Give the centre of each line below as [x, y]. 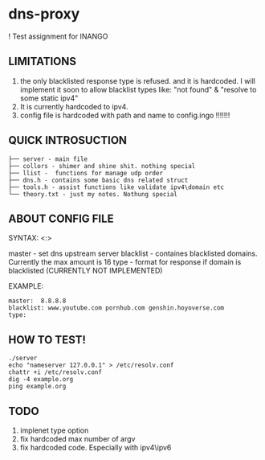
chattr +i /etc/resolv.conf [55, 372]
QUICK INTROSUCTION [67, 140]
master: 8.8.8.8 [37, 301]
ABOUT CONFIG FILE [61, 218]
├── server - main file [48, 159]
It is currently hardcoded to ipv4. [74, 106]
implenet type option [54, 430]
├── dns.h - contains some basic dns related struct [98, 180]
